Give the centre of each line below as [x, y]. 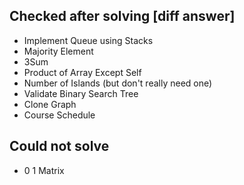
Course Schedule [59, 115]
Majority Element [58, 51]
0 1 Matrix [44, 170]
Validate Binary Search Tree [81, 93]
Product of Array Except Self [82, 72]
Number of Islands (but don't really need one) [118, 83]
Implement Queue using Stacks [88, 40]
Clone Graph [50, 104]
